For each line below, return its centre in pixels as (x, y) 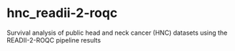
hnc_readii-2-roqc (62, 13)
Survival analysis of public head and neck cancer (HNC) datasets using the (117, 33)
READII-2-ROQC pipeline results (54, 40)
